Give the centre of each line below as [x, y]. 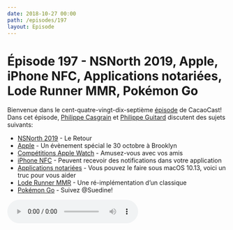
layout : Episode [31, 26]
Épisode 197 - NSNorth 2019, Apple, [113, 61]
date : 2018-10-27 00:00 [42, 14]
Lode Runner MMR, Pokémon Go [103, 91]
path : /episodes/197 [37, 20]
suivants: [20, 125]
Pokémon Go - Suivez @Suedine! [65, 190]
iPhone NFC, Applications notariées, [114, 76]
